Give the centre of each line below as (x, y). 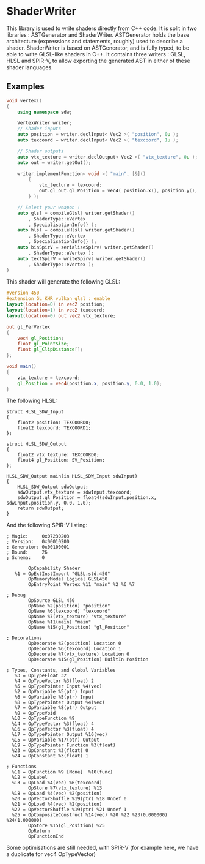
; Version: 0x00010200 (38, 542)
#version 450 (23, 293)
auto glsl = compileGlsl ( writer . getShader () (76, 213)
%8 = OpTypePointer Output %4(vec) (59, 702)
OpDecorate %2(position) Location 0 (75, 644)
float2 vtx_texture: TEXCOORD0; (58, 455)
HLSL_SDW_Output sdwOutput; (53, 487)
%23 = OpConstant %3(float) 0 (50, 751)
